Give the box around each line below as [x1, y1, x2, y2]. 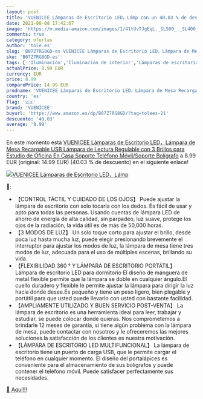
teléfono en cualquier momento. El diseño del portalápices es [14, 355, 168, 362]
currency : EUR [6, 71, 42, 77]
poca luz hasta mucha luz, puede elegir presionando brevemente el [14, 236, 183, 243]
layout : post [6, 8, 39, 15]
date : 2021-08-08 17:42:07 [6, 20, 74, 26]
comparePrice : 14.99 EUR [6, 82, 69, 88]
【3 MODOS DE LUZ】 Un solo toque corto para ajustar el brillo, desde [14, 229, 192, 236]
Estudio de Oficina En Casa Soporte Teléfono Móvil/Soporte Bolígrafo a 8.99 [6, 152, 196, 159]
